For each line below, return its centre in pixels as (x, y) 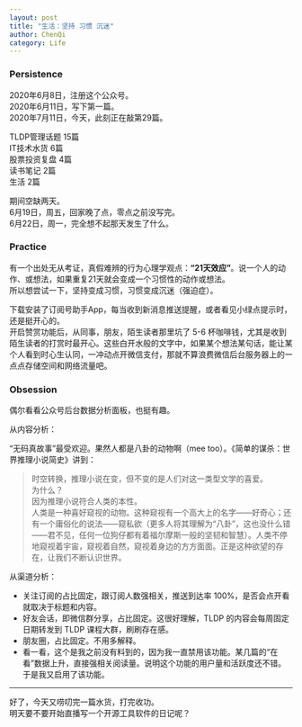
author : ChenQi (38, 34)
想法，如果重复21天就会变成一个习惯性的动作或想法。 (132, 279)
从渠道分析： (33, 577)
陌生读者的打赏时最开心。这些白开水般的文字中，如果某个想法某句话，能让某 (151, 343)
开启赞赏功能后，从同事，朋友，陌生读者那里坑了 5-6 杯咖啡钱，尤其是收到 (148, 332)
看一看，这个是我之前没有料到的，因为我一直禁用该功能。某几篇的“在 (150, 652)
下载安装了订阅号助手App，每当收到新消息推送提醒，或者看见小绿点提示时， (151, 309)
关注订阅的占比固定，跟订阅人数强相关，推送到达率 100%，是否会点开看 (156, 596)
